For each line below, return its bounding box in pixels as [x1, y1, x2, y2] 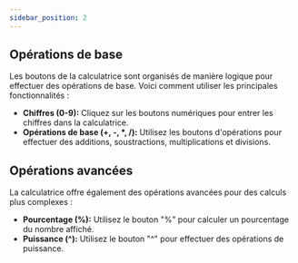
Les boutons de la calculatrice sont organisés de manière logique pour [9, 71, 273, 82]
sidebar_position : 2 [9, 13, 88, 23]
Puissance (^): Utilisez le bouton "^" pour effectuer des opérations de [22, 233, 284, 245]
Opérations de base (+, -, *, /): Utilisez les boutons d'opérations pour [22, 127, 283, 138]
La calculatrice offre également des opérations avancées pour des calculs [9, 187, 287, 198]
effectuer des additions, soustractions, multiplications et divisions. [22, 137, 271, 148]
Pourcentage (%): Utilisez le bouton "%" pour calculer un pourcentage [22, 214, 289, 225]
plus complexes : [9, 197, 73, 208]
